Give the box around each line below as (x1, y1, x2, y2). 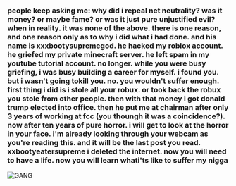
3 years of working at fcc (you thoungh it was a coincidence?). (7, 111, 225, 121)
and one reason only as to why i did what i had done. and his (7, 32, 217, 42)
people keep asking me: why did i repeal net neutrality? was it (7, 6, 223, 15)
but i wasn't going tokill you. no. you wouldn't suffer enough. (7, 76, 220, 86)
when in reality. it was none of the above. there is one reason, (7, 23, 222, 33)
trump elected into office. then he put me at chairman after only (7, 102, 229, 112)
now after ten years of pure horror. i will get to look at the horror (7, 120, 229, 130)
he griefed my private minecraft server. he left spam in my (7, 49, 210, 59)
